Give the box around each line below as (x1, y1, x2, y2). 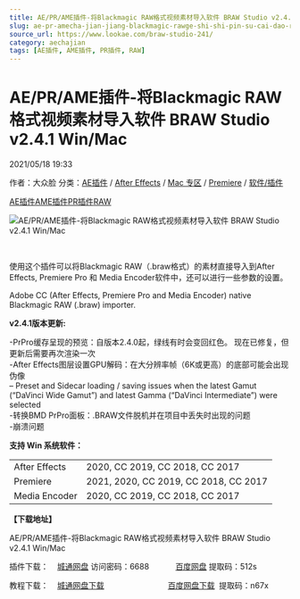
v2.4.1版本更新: (9, 318, 67, 329)
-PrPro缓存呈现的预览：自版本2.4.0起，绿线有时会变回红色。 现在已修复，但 (9, 337, 289, 348)
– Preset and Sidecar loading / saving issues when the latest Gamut (9, 380, 257, 391)
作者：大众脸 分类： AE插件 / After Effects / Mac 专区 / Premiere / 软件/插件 (9, 178, 284, 188)
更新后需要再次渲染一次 (9, 348, 96, 359)
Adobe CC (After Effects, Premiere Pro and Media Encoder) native (9, 290, 252, 301)
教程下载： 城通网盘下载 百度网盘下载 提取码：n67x (9, 580, 270, 591)
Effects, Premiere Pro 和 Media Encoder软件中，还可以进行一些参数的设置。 (9, 272, 288, 283)
